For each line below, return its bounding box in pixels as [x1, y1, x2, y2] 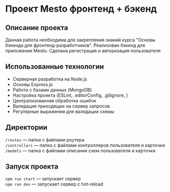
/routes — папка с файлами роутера [5, 136, 85, 143]
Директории [5, 123, 47, 132]
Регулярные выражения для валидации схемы [12, 108, 115, 115]
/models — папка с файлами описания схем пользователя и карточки [5, 147, 156, 153]
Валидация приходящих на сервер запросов [12, 103, 110, 109]
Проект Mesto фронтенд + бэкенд [5, 3, 157, 15]
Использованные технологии [5, 62, 104, 71]
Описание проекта [5, 23, 68, 32]
